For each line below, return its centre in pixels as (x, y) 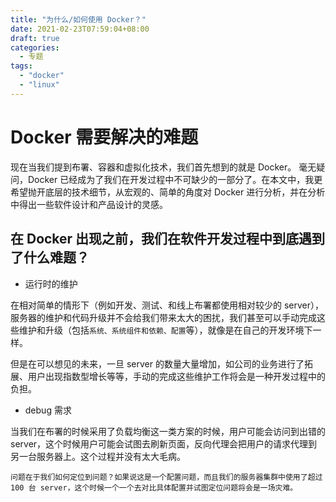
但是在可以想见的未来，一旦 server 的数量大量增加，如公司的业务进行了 (157, 363)
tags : (21, 66)
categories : (35, 47)
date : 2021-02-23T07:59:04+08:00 (80, 29)
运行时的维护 (51, 283)
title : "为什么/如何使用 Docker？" (78, 19)
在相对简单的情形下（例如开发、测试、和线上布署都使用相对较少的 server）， (167, 305)
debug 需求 (48, 410)
